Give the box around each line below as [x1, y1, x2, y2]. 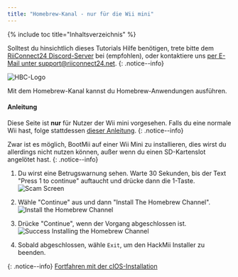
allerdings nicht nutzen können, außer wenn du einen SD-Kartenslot [7, 147, 206, 156]
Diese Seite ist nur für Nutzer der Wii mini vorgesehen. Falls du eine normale [7, 118, 232, 127]
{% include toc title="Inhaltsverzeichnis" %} [7, 30, 136, 38]
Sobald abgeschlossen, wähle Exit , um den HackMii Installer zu [17, 240, 205, 249]
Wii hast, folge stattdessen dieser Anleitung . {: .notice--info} [7, 126, 184, 135]
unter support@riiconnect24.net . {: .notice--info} [21, 58, 165, 68]
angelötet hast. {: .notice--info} [7, 155, 99, 164]
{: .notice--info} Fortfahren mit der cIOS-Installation [7, 261, 158, 271]
